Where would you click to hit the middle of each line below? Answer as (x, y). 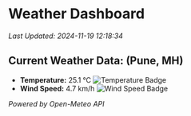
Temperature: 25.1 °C (56, 79)
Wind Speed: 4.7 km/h (57, 88)
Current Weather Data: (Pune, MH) (96, 61)
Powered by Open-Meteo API (57, 103)
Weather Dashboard (77, 14)
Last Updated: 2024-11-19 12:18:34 (66, 36)
